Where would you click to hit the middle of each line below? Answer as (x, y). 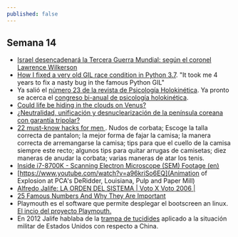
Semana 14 (32, 43)
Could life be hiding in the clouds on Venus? (82, 105)
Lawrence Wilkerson (47, 68)
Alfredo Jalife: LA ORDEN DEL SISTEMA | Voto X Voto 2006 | (106, 189)
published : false (32, 14)
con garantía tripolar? (48, 120)
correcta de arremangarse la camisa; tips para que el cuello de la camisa (124, 143)
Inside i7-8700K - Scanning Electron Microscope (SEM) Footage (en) (118, 166)
